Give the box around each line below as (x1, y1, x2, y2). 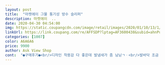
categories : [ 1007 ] (5, 35, 45, 40)
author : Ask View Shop (5, 48, 52, 53)
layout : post (5, 7, 32, 12)
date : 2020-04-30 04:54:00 (5, 21, 60, 26)
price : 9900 (5, 43, 29, 48)
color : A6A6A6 (5, 39, 34, 44)
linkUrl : (5, 30, 23, 35)
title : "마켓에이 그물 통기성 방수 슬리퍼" (5, 12, 83, 17)
